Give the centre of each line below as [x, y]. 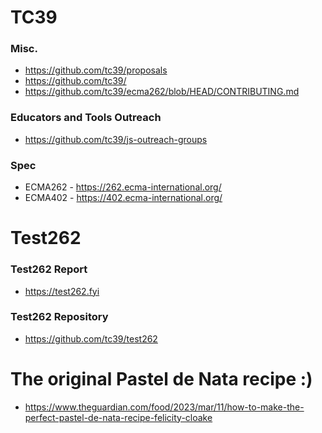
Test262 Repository [59, 317]
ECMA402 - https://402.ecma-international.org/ [123, 198]
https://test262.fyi [62, 291]
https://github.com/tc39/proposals [96, 70]
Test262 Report [49, 269]
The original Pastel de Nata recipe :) [161, 379]
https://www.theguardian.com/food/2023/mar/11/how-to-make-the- [164, 407]
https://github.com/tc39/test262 [91, 338]
